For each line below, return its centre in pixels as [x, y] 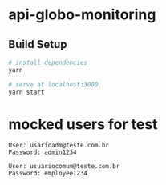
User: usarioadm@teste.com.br [59, 146]
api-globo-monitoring [82, 15]
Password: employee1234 [48, 174]
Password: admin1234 [43, 153]
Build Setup [38, 44]
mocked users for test [83, 124]
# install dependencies [48, 62]
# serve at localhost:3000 [53, 84]
